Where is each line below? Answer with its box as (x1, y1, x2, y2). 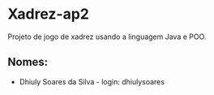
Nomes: (7, 55, 49, 69)
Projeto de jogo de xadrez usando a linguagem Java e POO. (7, 32, 207, 41)
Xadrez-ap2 (7, 5, 90, 24)
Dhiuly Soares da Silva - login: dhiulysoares (19, 76, 165, 86)
